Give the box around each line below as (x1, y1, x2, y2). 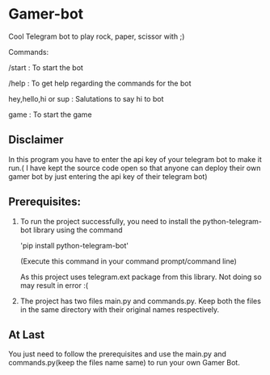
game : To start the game (8, 110, 92, 119)
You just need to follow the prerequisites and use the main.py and (8, 349, 226, 359)
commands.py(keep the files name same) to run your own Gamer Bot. (8, 358, 240, 368)
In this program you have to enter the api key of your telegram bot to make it (8, 154, 262, 164)
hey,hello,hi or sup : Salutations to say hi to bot (8, 94, 164, 103)
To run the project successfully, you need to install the (19, 216, 201, 226)
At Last (8, 327, 45, 341)
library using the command (33, 225, 123, 235)
